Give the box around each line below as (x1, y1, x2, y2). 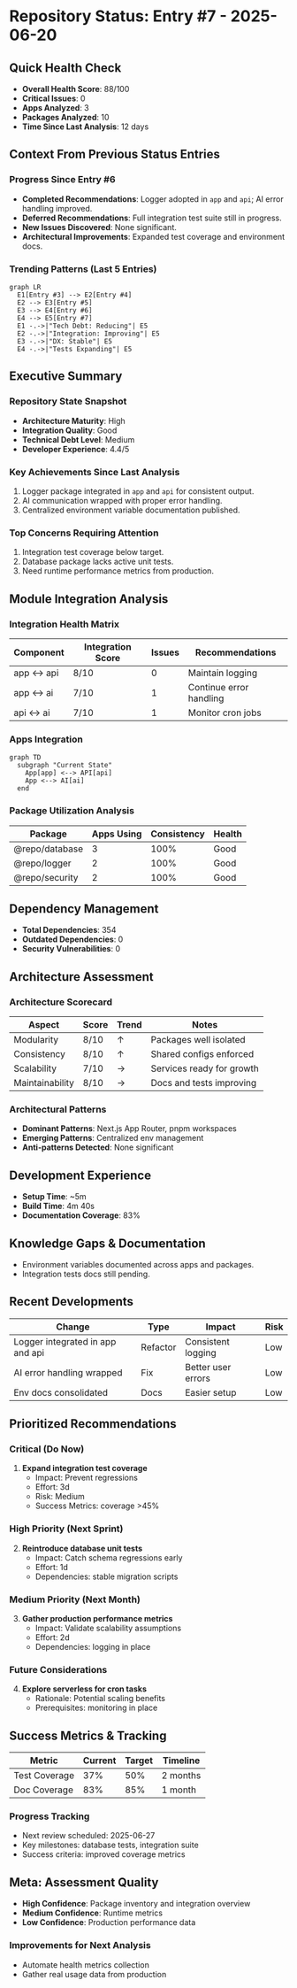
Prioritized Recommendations (9, 1416, 177, 1431)
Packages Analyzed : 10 (21, 112, 110, 122)
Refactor (141, 1341, 177, 1353)
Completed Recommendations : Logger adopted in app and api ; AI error (21, 193, 285, 204)
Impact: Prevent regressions (34, 1472, 139, 1483)
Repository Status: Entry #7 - (9, 6, 227, 27)
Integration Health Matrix (9, 618, 119, 630)
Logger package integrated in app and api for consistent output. (21, 485, 255, 497)
